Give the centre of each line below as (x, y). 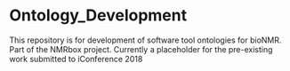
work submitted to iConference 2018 (76, 59)
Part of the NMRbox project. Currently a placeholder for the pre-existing (141, 49)
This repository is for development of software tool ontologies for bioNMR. (145, 40)
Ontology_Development (98, 16)
